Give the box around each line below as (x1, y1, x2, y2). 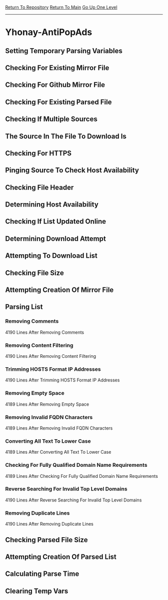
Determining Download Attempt (5, 234, 106, 243)
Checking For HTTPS (5, 149, 71, 157)
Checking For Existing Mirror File (5, 63, 109, 72)
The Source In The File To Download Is (5, 132, 126, 140)
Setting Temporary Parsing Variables (5, 46, 122, 55)
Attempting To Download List (5, 251, 97, 260)
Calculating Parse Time (5, 570, 79, 578)
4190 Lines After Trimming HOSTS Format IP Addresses (5, 377, 120, 383)
